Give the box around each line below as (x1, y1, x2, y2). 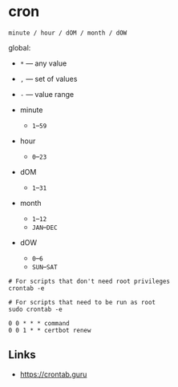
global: (8, 42, 31, 52)
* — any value (19, 58, 67, 68)
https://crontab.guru (19, 369, 87, 379)
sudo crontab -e (8, 305, 63, 313)
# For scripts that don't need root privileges (8, 277, 171, 285)
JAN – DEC (31, 222, 58, 232)
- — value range (19, 89, 75, 99)
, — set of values (19, 74, 78, 83)
